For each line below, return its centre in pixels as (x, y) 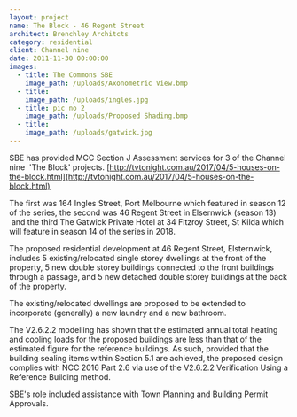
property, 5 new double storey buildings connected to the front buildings (142, 267)
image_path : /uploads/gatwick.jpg (89, 133)
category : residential (51, 42)
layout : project (39, 17)
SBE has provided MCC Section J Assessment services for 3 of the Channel (148, 158)
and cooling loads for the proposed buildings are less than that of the (135, 339)
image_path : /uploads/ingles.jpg (87, 100)
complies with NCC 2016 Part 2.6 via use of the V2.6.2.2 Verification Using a (148, 367)
